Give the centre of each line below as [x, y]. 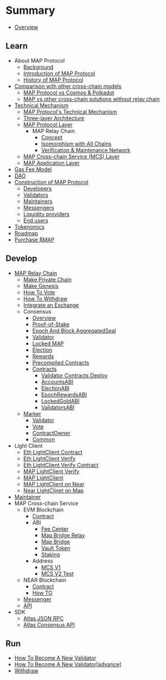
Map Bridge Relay [63, 535]
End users [36, 220]
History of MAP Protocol [53, 79]
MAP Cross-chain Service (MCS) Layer [71, 156]
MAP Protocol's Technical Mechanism [70, 111]
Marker [32, 413]
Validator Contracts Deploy [74, 375]
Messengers [39, 208]
